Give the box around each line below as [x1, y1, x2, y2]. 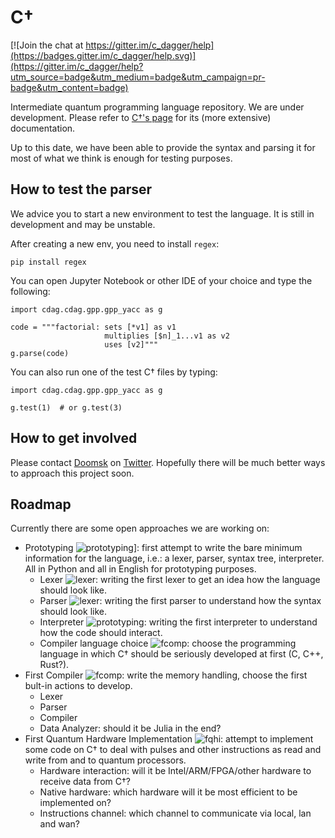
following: [10, 285, 51, 297]
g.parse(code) [10, 348, 70, 358]
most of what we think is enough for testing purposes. [10, 152, 233, 164]
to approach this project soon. [10, 467, 135, 479]
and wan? [39, 818, 80, 830]
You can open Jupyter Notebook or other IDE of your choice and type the [10, 274, 313, 286]
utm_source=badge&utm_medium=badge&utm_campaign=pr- [10, 71, 266, 83]
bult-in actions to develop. [24, 680, 133, 692]
